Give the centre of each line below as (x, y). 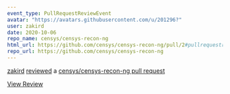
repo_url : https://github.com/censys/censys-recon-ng (86, 52)
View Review (25, 84)
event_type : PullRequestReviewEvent (59, 13)
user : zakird (26, 26)
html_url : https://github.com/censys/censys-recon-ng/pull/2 (96, 45)
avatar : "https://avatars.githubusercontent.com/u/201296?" (95, 20)
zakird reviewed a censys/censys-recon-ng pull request (86, 70)
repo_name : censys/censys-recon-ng (58, 39)
